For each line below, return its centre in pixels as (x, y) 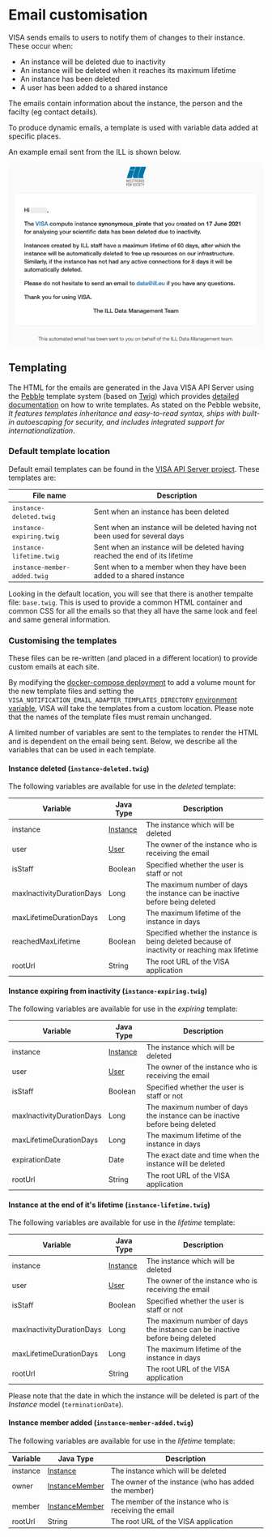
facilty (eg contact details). (53, 112)
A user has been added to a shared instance (94, 88)
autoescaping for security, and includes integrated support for (120, 422)
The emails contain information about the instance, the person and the (125, 103)
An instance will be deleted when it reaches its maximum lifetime (128, 70)
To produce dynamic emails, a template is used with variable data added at (134, 127)
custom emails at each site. (54, 667)
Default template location (59, 452)
